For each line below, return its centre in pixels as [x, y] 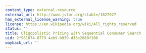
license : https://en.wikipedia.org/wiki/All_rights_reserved [71, 24]
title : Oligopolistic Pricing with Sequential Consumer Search [73, 33]
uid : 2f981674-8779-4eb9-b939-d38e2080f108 [52, 38]
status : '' [17, 29]
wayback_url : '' [22, 43]
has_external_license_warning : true [44, 19]
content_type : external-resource [40, 10]
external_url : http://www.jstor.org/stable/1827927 [61, 15]
